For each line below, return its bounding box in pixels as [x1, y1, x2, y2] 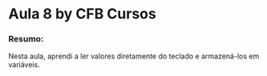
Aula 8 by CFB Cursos [8, 5, 156, 23]
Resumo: [8, 34, 44, 45]
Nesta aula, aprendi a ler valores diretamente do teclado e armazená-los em [8, 51, 260, 61]
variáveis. [8, 60, 40, 70]
